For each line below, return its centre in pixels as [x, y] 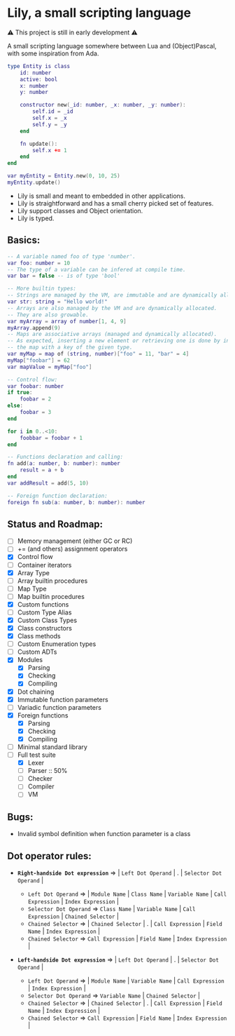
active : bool [39, 79]
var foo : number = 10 [39, 263]
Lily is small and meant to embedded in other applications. [101, 196]
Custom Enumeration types [57, 644]
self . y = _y [50, 124]
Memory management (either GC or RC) [75, 541]
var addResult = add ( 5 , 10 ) [48, 483]
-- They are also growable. [48, 315]
